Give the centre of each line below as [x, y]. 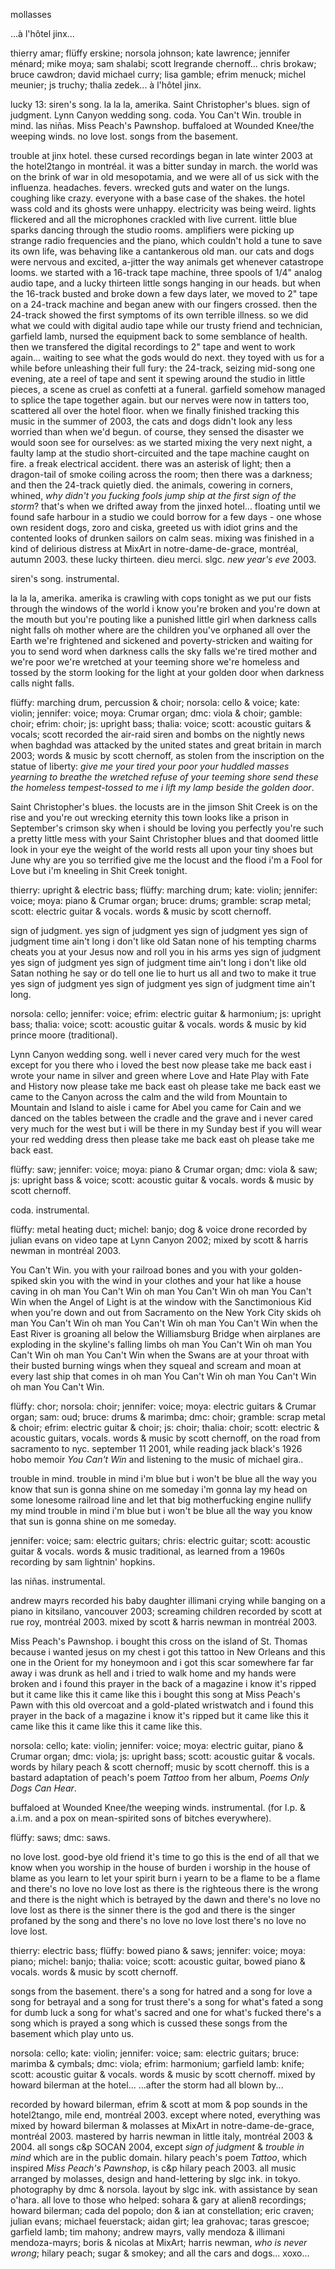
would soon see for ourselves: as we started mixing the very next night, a [161, 442]
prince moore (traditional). [64, 1035]
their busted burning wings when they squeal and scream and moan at [156, 1365]
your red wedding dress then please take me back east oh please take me [162, 1139]
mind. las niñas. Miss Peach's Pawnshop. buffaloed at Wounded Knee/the [162, 125]
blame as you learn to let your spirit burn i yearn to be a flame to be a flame [165, 1878]
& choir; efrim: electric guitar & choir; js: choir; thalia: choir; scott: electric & [165, 1427]
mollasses [31, 14]
